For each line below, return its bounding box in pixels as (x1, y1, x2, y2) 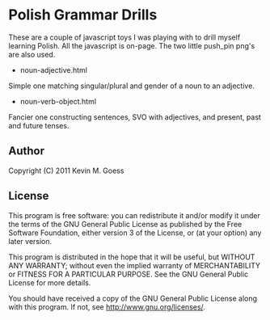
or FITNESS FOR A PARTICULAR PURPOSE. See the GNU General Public (8, 269, 249, 279)
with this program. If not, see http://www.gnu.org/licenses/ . (8, 301, 206, 312)
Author (8, 144, 44, 158)
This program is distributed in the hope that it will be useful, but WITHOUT (8, 252, 255, 262)
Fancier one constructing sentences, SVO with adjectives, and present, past (8, 112, 261, 122)
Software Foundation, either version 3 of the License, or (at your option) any (8, 228, 262, 238)
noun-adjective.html (19, 65, 87, 74)
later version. (8, 236, 53, 246)
